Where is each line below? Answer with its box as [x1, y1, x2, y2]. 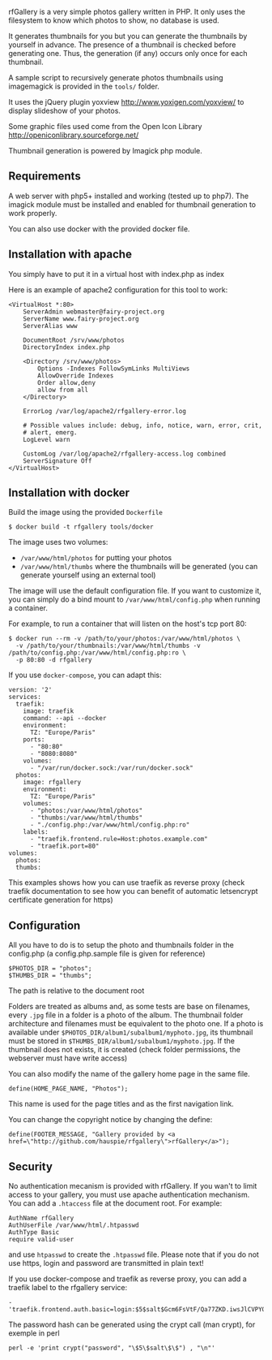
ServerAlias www [23, 322, 79, 330]
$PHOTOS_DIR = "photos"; [8, 965, 92, 973]
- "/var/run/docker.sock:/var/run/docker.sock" [29, 764, 194, 772]
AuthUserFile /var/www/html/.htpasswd [8, 1221, 139, 1229]
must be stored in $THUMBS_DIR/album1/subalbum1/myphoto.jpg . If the [8, 1036, 235, 1046]
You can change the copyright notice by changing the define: [8, 1115, 213, 1125]
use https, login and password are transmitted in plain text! [8, 1259, 204, 1268]
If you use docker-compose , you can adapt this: [8, 670, 162, 680]
